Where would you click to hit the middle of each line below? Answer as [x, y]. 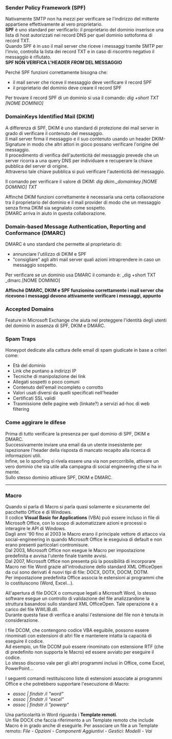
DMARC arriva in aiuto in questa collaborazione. [56, 213]
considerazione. [22, 620]
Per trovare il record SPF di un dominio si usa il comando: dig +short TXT [82, 98]
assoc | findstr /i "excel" [38, 699]
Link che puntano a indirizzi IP [45, 371]
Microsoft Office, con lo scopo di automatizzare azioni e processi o [76, 523]
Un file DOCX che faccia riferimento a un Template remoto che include [80, 720]
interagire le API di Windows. [36, 528]
